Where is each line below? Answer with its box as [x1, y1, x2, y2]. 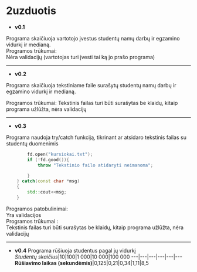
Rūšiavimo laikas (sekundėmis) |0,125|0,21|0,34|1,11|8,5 [14, 259, 150, 266]
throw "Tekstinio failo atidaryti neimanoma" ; [37, 162, 154, 168]
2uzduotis [6, 4, 57, 18]
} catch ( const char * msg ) [16, 178, 80, 184]
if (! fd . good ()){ [27, 157, 69, 162]
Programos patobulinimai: [6, 205, 69, 212]
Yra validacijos [6, 211, 42, 218]
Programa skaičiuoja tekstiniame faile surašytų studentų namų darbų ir [6, 81, 177, 89]
